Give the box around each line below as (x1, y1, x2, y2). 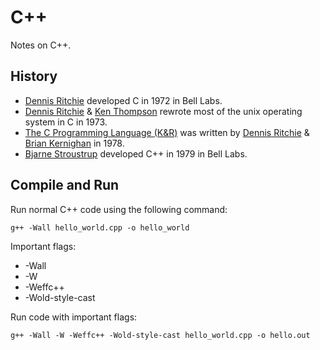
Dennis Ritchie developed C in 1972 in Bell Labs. (24, 94, 223, 106)
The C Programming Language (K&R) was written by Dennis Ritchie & (24, 126, 310, 138)
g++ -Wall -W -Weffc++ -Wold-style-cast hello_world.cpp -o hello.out (10, 330, 311, 340)
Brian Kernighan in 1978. (24, 137, 125, 149)
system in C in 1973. (24, 116, 108, 128)
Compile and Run (10, 177, 120, 194)
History (10, 68, 58, 85)
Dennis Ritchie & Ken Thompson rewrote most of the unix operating (24, 105, 303, 117)
